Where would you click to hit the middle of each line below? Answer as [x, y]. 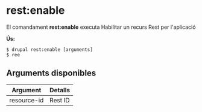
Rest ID [60, 100]
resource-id [27, 100]
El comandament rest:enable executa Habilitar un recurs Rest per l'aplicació [101, 27]
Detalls [60, 90]
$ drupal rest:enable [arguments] [50, 49]
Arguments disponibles [51, 73]
